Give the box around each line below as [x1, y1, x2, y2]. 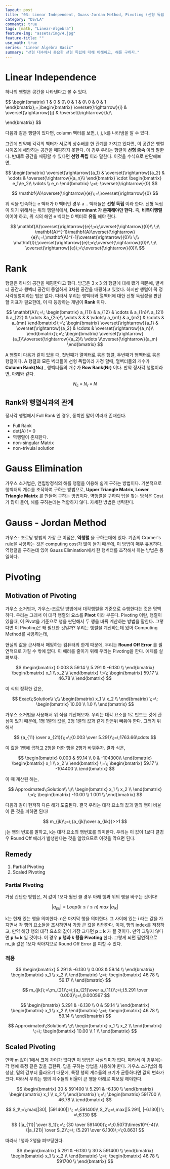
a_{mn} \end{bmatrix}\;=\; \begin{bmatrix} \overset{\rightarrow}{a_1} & [12, 320, 158, 326]
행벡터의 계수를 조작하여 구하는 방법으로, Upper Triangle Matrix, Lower [5, 486, 149, 492]
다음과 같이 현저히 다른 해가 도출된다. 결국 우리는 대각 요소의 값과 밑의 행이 [5, 802, 152, 808]
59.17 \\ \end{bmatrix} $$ [59, 977, 111, 983]
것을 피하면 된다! [16, 808, 49, 814]
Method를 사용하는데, [5, 631, 49, 637]
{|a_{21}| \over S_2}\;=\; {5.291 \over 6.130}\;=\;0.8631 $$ [25, 1127, 145, 1133]
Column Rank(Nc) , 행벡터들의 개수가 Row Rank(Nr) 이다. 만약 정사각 [5, 365, 146, 371]
